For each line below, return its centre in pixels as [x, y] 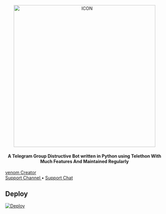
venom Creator [21, 173]
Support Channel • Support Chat [39, 178]
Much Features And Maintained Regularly [85, 161]
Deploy [17, 194]
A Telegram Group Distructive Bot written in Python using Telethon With [85, 156]
